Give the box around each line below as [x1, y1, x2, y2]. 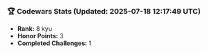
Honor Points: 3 [17, 32, 64, 40]
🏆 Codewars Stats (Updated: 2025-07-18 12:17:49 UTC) [7, 6, 201, 16]
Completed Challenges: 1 [17, 39, 92, 47]
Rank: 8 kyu [17, 25, 52, 33]
